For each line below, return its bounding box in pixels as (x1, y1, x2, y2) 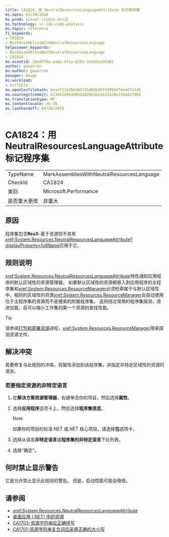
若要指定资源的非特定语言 (5, 382, 68, 389)
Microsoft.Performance (43, 187, 98, 194)
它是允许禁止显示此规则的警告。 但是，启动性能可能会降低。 (5, 478, 130, 484)
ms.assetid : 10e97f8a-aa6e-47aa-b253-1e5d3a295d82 (5, 59, 114, 64)
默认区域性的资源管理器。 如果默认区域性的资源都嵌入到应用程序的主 (14, 279, 157, 285)
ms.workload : (5, 78, 33, 83)
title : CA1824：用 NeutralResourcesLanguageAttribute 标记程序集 (5, 7, 140, 13)
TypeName (8, 170, 34, 177)
